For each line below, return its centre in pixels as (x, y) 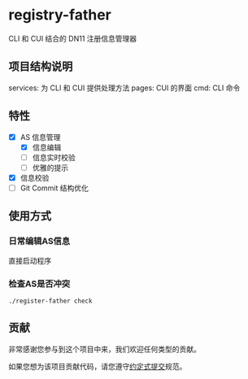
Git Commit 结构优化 (54, 188)
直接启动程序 (30, 260)
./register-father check (50, 301)
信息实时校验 (54, 157)
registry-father (60, 15)
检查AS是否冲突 (39, 284)
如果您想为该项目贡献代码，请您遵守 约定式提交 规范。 (98, 366)
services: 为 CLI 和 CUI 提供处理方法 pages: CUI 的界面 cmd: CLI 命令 (124, 88)
